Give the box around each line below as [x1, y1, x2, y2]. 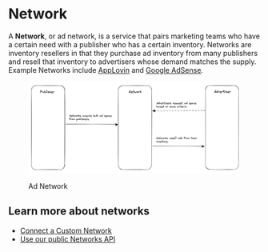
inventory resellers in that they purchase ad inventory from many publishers [8, 48, 258, 58]
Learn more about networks [8, 205, 150, 218]
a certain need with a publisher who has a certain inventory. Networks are [8, 39, 252, 49]
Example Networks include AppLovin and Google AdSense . [8, 65, 204, 74]
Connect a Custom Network [19, 226, 112, 235]
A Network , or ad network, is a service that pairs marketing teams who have [8, 31, 260, 41]
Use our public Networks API [19, 234, 116, 244]
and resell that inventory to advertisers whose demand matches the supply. [8, 57, 257, 66]
